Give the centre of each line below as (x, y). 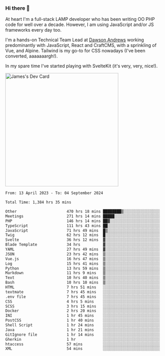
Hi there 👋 (18, 8)
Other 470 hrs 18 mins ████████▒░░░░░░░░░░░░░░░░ (82, 212)
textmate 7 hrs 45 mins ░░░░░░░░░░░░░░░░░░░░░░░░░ (82, 292)
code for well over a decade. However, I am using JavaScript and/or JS (79, 24)
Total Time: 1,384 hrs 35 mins (38, 202)
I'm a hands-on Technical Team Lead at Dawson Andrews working (75, 40)
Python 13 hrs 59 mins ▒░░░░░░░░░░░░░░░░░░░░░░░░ (82, 268)
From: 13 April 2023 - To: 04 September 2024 (54, 193)
